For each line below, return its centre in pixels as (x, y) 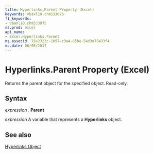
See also (18, 135)
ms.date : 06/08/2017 (26, 46)
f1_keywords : (18, 18)
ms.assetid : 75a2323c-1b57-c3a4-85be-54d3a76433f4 (57, 41)
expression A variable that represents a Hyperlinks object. (64, 120)
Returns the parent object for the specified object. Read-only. (67, 83)
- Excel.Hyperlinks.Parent (32, 37)
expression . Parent (25, 110)
